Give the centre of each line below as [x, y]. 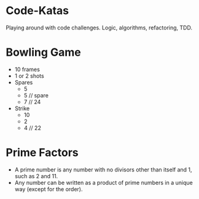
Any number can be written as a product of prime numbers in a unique [103, 182]
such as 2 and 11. [36, 176]
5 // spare [36, 95]
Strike [22, 108]
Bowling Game [43, 52]
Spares [24, 82]
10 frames [27, 69]
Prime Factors [42, 153]
